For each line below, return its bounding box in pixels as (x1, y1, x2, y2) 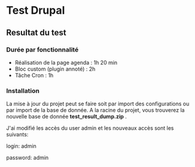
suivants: (6, 131, 29, 138)
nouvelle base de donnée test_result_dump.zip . (6, 113, 127, 120)
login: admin (6, 142, 37, 150)
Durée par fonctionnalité (6, 45, 79, 54)
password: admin (6, 154, 49, 162)
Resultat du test (6, 28, 67, 38)
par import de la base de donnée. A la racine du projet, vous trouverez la (6, 107, 185, 114)
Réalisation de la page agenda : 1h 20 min (14, 59, 118, 66)
